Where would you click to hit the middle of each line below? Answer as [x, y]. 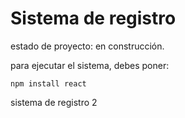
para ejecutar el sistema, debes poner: [90, 65]
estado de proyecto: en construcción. [87, 46]
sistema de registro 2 [54, 102]
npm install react [48, 83]
